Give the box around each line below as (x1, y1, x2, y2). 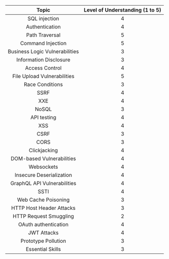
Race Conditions (23, 81, 63, 88)
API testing (30, 114, 57, 121)
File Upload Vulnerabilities (12, 73, 75, 80)
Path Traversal (26, 31, 61, 39)
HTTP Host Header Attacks (11, 205, 76, 211)
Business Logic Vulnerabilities (8, 48, 79, 55)
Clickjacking (28, 147, 58, 154)
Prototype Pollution (20, 238, 66, 244)
